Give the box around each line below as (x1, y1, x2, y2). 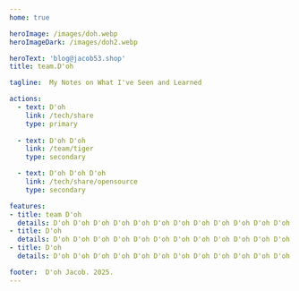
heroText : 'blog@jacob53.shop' (9, 54, 126, 63)
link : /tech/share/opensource (25, 177, 139, 186)
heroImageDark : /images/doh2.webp (9, 38, 139, 47)
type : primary (25, 119, 78, 128)
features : (9, 201, 47, 210)
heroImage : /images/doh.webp (9, 29, 118, 39)
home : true (9, 13, 50, 22)
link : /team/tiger (25, 144, 94, 153)
